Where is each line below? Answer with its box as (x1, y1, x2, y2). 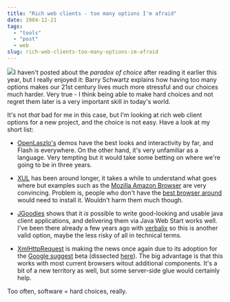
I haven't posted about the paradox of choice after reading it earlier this (14, 68, 217, 76)
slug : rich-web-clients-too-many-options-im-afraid (7, 49, 158, 56)
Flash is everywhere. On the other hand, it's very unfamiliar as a (17, 146, 198, 154)
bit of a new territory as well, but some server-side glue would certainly (17, 266, 220, 274)
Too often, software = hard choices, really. (7, 287, 127, 295)
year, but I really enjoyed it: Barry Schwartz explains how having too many (7, 75, 217, 83)
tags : (7, 23, 23, 30)
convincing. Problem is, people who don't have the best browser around (17, 188, 222, 197)
